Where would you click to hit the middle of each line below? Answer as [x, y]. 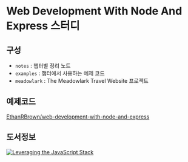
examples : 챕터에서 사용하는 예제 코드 [60, 73]
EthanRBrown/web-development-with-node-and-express [78, 117]
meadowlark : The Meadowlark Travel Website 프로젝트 [82, 81]
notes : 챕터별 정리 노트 [43, 66]
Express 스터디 [43, 26]
